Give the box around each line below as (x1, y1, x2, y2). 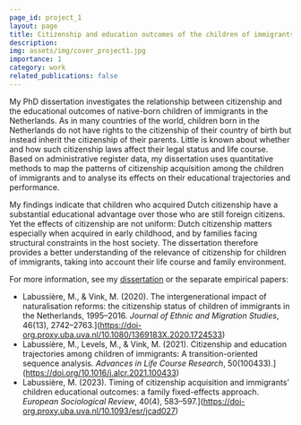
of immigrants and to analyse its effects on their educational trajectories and (9, 172, 291, 183)
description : (9, 38, 58, 48)
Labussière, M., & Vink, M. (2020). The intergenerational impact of (21, 291, 267, 301)
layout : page (9, 22, 58, 30)
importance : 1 (9, 55, 63, 64)
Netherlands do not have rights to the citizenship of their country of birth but (9, 125, 292, 135)
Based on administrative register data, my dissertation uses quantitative (9, 153, 274, 164)
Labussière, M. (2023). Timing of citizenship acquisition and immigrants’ (21, 377, 289, 387)
